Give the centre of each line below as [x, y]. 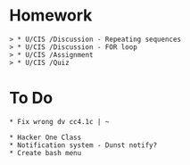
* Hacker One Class [45, 137]
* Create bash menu [45, 153]
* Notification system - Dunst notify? [83, 145]
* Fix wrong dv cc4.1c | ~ [59, 121]
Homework [51, 16]
